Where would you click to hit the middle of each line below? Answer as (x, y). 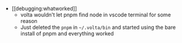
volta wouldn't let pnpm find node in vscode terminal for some (96, 15)
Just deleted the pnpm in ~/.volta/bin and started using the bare (98, 27)
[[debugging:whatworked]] (44, 9)
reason (29, 21)
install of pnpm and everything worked (67, 34)
